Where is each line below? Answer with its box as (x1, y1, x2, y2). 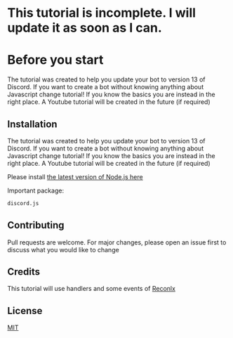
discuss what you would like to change (7, 245, 119, 254)
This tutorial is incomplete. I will (7, 5, 197, 21)
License (7, 304, 43, 317)
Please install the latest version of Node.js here (7, 172, 143, 181)
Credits (7, 266, 41, 278)
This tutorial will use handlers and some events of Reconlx (7, 285, 175, 293)
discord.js (7, 200, 39, 207)
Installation (7, 118, 58, 130)
